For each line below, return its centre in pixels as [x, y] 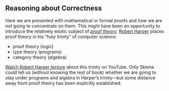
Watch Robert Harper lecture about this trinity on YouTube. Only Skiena [80, 67]
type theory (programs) [37, 52]
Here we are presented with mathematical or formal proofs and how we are [84, 20]
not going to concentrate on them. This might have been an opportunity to [83, 26]
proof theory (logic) [33, 46]
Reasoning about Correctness [54, 8]
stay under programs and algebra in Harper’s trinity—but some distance [80, 77]
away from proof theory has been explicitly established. [63, 83]
